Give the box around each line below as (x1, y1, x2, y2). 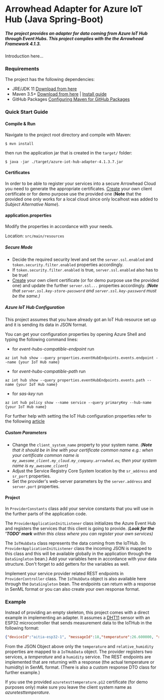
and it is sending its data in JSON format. (5, 322, 88, 327)
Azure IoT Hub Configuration (5, 304, 65, 310)
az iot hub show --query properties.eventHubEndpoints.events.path (5, 377, 145, 383)
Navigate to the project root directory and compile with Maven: (5, 131, 131, 138)
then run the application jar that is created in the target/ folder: (5, 150, 133, 155)
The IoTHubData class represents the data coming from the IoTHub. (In (5, 540, 146, 546)
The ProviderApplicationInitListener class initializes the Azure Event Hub (5, 521, 156, 526)
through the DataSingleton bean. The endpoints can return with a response (5, 581, 156, 587)
